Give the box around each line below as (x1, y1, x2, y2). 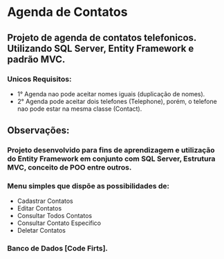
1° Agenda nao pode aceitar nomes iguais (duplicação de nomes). (17, 89, 205, 98)
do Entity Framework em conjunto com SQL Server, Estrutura (7, 154, 216, 163)
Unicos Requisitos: (7, 74, 72, 84)
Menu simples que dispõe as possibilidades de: (7, 181, 169, 191)
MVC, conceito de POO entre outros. (7, 163, 132, 172)
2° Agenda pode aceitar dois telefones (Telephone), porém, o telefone (17, 97, 218, 105)
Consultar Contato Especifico (17, 219, 102, 227)
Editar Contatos (17, 204, 62, 213)
